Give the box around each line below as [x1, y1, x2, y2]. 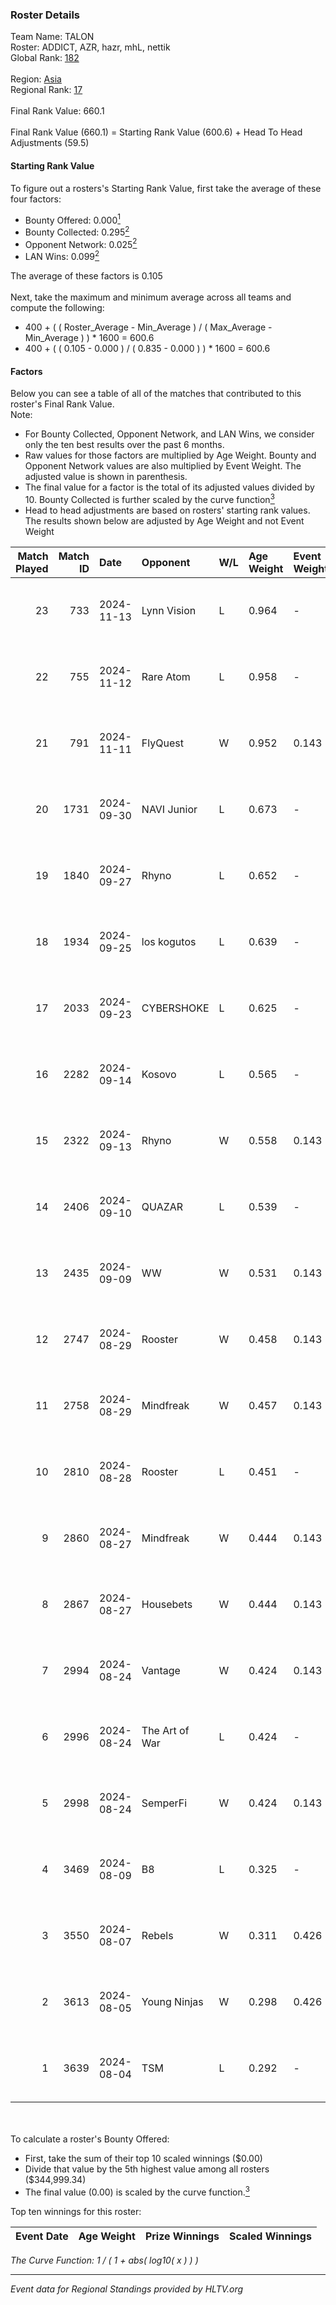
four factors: [10, 193, 62, 205]
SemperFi [141, 1796, 188, 1810]
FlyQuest [141, 736, 184, 750]
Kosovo [141, 1067, 177, 1081]
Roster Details [10, 8, 81, 22]
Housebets [141, 1597, 193, 1611]
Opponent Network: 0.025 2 [24, 236, 138, 250]
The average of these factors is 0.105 [10, 270, 163, 282]
